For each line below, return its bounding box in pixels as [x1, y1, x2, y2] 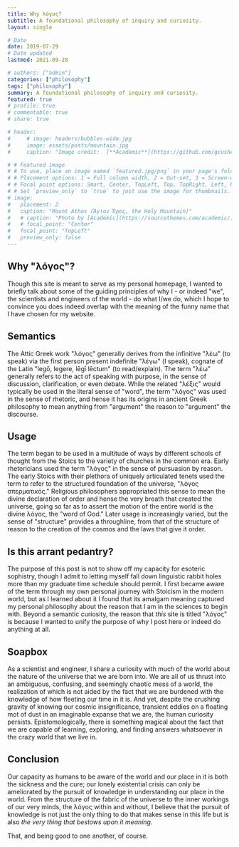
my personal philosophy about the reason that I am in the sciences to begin [7, 603, 228, 611]
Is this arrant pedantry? [7, 546, 114, 558]
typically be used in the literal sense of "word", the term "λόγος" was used [7, 387, 226, 395]
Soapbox [7, 645, 48, 658]
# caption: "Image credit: [7, 148, 100, 155]
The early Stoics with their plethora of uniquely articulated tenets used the [7, 472, 225, 481]
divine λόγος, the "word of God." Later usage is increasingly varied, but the [7, 510, 228, 519]
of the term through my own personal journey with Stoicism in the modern [7, 587, 224, 596]
